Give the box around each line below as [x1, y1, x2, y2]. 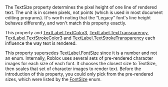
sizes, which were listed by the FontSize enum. [5, 77, 102, 82]
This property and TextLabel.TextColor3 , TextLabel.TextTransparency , [5, 30, 149, 35]
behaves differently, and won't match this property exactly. [5, 20, 126, 26]
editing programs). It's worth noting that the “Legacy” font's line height [5, 15, 151, 20]
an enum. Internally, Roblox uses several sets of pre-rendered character [5, 55, 153, 61]
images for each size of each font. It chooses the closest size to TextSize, [5, 61, 157, 66]
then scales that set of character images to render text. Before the [5, 66, 141, 72]
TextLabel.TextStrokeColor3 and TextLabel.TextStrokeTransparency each [5, 35, 156, 41]
